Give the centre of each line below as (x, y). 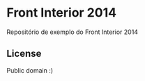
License (24, 54)
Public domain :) (30, 70)
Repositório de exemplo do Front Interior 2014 (72, 32)
